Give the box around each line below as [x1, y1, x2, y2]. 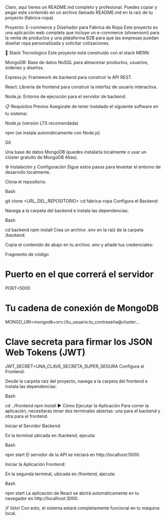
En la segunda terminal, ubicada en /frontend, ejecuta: [5, 471, 116, 477]
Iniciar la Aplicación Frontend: [5, 461, 66, 467]
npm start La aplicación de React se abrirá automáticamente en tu [5, 490, 139, 496]
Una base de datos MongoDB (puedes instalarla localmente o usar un [5, 149, 147, 155]
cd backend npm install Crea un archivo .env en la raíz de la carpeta [5, 227, 144, 233]
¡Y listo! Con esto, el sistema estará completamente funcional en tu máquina [5, 505, 160, 511]
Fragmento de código [5, 252, 49, 257]
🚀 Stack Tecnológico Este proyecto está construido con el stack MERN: [5, 50, 150, 56]
